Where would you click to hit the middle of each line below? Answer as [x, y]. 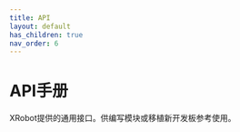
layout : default [40, 26]
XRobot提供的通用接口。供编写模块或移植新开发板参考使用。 [123, 118]
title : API [30, 18]
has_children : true [46, 35]
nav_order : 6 [34, 43]
